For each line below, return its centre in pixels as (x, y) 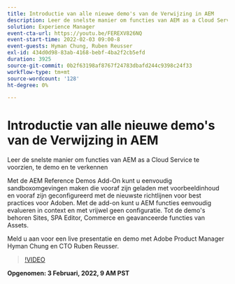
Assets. (18, 225)
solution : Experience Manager (51, 27)
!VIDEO (35, 260)
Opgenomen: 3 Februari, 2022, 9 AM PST (69, 274)
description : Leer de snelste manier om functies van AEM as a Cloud (111, 20)
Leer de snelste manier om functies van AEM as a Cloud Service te (104, 160)
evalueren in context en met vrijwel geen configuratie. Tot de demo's (106, 211)
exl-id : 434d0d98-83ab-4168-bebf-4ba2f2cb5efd (76, 53)
